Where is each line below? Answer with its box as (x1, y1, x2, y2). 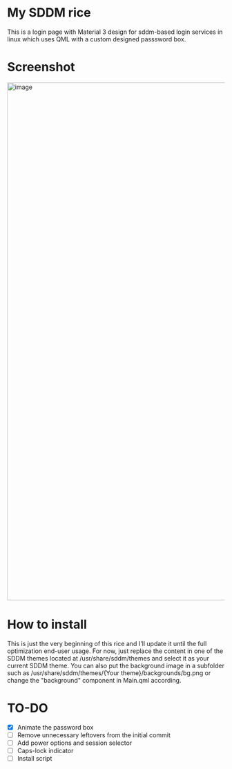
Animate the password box (17, 723, 94, 731)
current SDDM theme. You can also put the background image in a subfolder (7, 661, 224, 670)
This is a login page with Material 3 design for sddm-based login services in (7, 28, 223, 36)
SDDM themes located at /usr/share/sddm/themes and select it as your (7, 654, 209, 662)
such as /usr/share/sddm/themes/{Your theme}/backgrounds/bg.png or (7, 668, 211, 677)
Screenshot (7, 59, 75, 75)
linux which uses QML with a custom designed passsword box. (7, 35, 186, 43)
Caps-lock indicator (17, 746, 74, 755)
